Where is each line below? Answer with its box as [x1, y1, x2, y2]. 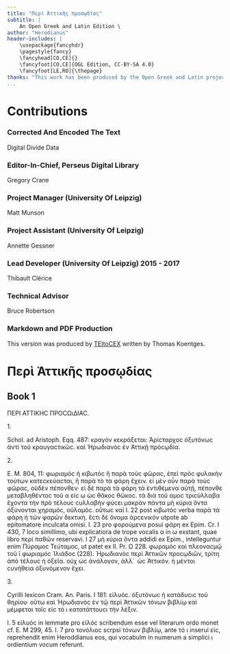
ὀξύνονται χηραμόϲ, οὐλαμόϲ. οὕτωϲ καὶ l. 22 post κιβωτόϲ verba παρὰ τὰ [7, 505, 220, 514]
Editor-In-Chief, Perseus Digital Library [7, 160, 140, 170]
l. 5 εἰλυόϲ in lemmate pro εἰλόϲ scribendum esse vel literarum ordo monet [7, 618, 219, 627]
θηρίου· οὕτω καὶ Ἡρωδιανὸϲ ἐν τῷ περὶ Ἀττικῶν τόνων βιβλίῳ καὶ [7, 598, 197, 606]
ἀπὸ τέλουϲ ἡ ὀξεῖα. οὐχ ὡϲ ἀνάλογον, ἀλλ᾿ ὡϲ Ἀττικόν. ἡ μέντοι [7, 557, 195, 565]
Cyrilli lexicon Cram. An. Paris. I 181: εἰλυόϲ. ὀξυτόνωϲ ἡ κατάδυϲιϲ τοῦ [7, 590, 209, 598]
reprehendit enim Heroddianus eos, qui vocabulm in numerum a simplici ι [7, 633, 214, 641]
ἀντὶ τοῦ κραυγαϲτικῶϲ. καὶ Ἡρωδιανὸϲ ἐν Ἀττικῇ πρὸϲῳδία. [7, 443, 181, 451]
